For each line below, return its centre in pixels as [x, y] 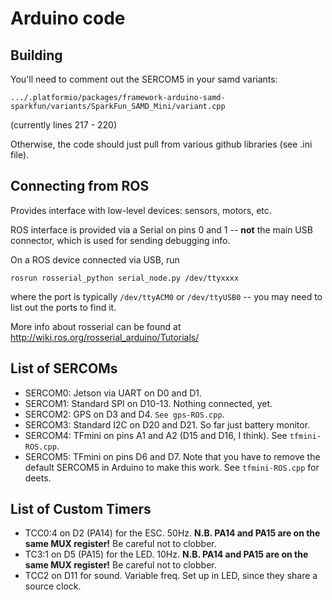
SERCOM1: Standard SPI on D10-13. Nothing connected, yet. [148, 403]
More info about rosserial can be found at [96, 326]
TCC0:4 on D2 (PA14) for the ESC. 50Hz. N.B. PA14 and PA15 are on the [172, 533]
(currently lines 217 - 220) [64, 125]
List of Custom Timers [81, 509]
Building [36, 55]
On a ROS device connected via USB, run [95, 259]
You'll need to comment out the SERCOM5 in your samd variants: [144, 79]
